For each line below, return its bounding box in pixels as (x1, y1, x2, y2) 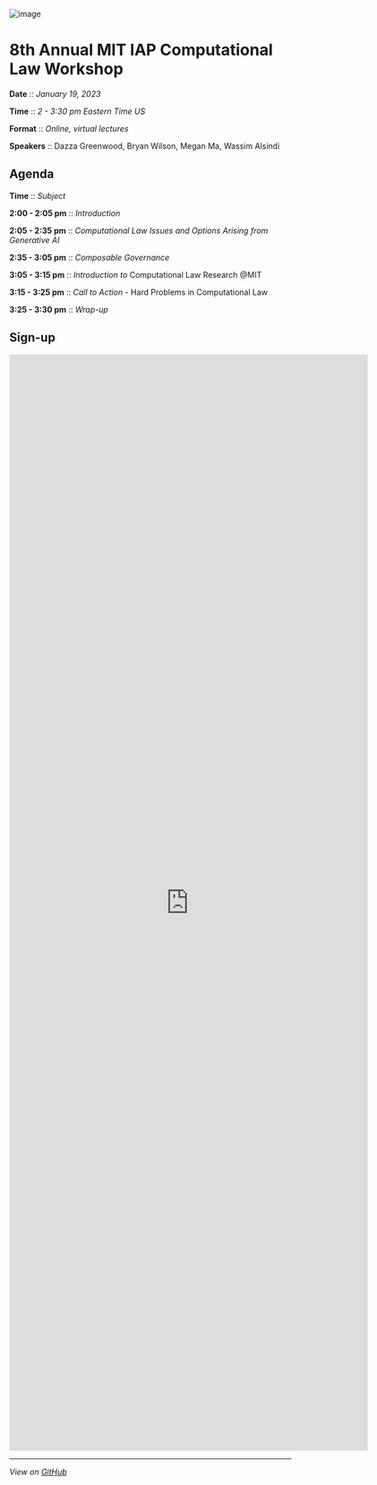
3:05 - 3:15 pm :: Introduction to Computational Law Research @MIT (9, 269, 262, 280)
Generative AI (9, 234, 60, 246)
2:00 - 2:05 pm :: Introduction (9, 207, 121, 219)
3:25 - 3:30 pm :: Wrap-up (9, 304, 109, 315)
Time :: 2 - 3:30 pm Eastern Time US (9, 106, 146, 117)
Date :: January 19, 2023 (9, 88, 101, 99)
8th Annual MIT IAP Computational (9, 40, 273, 60)
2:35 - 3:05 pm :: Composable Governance (9, 252, 170, 263)
